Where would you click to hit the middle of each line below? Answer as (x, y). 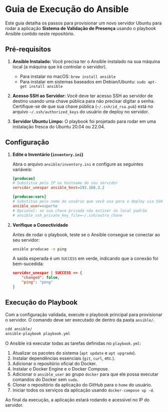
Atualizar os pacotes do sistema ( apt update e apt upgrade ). (74, 353)
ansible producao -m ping (39, 249)
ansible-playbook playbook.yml (38, 334)
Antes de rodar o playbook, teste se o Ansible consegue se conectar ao (86, 234)
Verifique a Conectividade (40, 225)
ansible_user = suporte (35, 206)
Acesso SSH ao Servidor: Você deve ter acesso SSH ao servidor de (82, 95)
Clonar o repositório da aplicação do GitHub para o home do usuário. (82, 385)
